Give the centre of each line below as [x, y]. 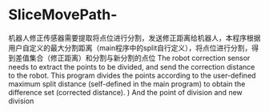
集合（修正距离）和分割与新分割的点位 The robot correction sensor [140, 58]
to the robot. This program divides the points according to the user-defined [132, 75]
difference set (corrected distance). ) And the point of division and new [125, 92]
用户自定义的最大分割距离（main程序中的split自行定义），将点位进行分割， [130, 48]
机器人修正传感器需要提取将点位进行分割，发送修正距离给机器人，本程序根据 [134, 38]
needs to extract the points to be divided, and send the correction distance [132, 66]
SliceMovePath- [63, 15]
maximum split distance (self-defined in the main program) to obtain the [127, 84]
